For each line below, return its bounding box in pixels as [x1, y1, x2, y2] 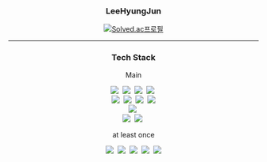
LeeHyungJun [106, 6, 161, 17]
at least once [112, 130, 155, 139]
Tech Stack [110, 52, 157, 63]
